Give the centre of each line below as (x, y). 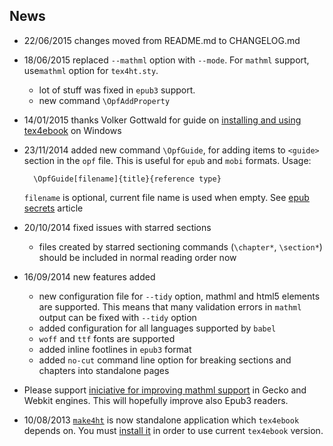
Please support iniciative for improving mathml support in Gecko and (165, 390)
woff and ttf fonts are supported (107, 338)
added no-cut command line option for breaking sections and (165, 360)
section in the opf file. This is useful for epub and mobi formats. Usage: (167, 160)
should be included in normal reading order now (137, 257)
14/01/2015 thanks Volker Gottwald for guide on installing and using (162, 120)
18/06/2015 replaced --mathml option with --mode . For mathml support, (166, 60)
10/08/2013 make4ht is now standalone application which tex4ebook (161, 420)
